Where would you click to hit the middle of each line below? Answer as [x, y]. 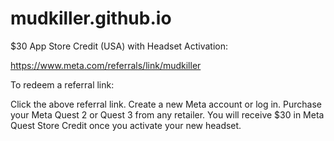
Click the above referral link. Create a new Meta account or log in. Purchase [166, 104]
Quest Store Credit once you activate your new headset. [126, 125]
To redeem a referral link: [62, 84]
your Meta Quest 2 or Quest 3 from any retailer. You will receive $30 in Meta [167, 114]
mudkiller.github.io [91, 18]
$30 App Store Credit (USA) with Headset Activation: [119, 46]
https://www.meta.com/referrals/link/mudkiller [106, 65]
